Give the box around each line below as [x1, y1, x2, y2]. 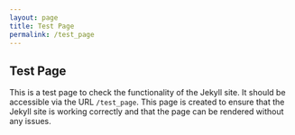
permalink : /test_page [9, 30, 95, 39]
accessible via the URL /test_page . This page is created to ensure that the [9, 96, 285, 108]
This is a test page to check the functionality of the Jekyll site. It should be [9, 87, 286, 98]
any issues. [9, 116, 51, 127]
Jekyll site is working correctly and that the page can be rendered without [9, 106, 284, 117]
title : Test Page [9, 22, 75, 31]
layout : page [9, 13, 59, 22]
